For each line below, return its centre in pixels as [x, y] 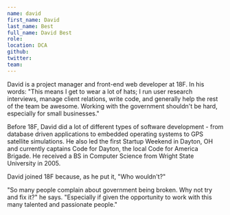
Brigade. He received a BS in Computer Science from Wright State [101, 156]
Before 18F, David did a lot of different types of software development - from [115, 126]
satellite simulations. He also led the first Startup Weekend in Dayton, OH [110, 141]
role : [15, 39]
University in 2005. [34, 163]
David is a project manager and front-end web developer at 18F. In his [106, 84]
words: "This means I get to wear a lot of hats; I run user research [100, 91]
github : [18, 52]
